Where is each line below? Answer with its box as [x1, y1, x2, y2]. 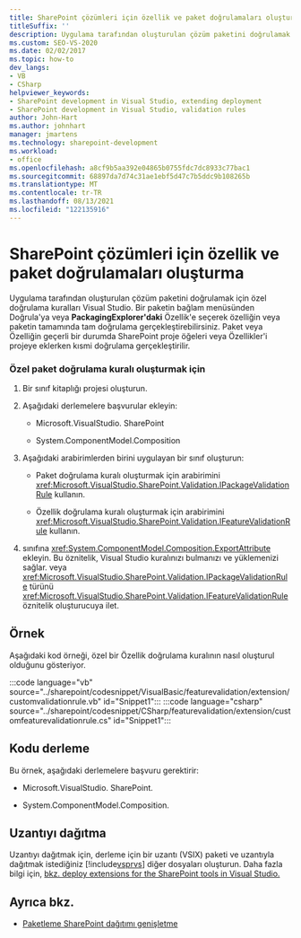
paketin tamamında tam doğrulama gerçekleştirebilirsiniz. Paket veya [9, 320, 263, 332]
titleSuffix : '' [9, 22, 70, 31]
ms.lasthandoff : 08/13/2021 [9, 197, 115, 206]
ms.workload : [9, 146, 58, 155]
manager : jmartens [9, 130, 78, 139]
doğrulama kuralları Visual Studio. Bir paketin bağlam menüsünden [9, 302, 255, 312]
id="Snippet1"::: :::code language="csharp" [102, 696, 263, 706]
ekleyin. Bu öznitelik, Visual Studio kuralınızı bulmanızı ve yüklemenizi [21, 552, 279, 563]
